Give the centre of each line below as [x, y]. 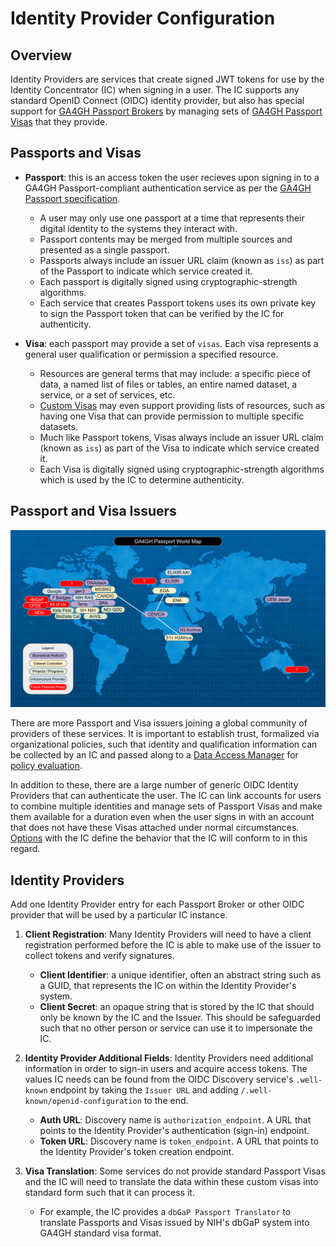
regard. [25, 849]
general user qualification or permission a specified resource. [151, 354]
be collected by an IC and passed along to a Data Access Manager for [154, 755]
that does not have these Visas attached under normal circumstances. [155, 828]
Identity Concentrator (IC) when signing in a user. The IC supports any [155, 90]
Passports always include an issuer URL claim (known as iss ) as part [182, 260]
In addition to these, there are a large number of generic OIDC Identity [154, 785]
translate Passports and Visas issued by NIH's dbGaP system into [174, 1222]
